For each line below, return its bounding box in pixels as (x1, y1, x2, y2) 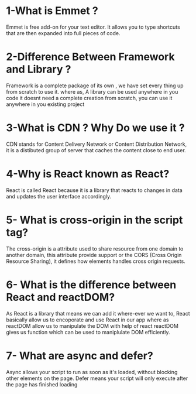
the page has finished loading (6, 381, 78, 388)
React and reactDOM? (6, 290, 115, 304)
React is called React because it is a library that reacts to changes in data (6, 186, 183, 194)
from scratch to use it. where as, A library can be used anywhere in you (6, 88, 178, 95)
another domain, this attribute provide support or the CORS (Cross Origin (6, 251, 182, 258)
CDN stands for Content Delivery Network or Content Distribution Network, (6, 141, 187, 148)
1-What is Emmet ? (6, 4, 98, 18)
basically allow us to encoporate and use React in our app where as (6, 316, 169, 323)
